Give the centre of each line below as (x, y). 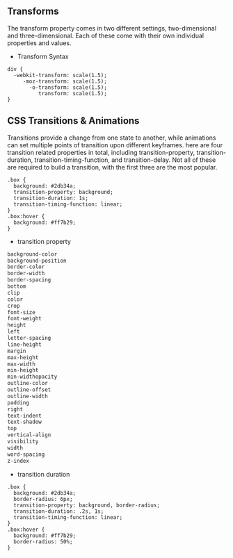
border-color (26, 267)
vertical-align (29, 435)
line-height (24, 344)
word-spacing (26, 454)
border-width (26, 274)
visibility (23, 441)
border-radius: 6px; (43, 499)
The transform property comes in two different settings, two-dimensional (112, 28)
